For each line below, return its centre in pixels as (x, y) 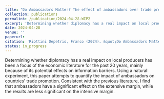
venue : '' (15, 32)
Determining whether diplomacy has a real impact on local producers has (79, 60)
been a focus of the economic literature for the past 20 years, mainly (74, 65)
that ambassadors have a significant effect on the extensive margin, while (79, 86)
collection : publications (31, 14)
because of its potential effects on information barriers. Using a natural (76, 70)
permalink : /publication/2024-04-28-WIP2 (48, 19)
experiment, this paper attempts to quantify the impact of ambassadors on (80, 75)
